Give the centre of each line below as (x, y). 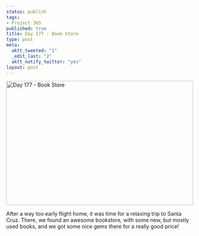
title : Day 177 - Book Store (42, 34)
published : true (26, 28)
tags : (13, 17)
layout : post (22, 67)
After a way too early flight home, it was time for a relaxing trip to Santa (94, 214)
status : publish (26, 12)
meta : (13, 45)
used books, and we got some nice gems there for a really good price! (93, 226)
